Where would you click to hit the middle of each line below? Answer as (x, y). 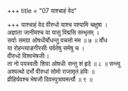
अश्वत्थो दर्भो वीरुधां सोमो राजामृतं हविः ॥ (51, 72)
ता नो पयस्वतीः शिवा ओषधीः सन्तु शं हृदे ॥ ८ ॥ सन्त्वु (64, 64)
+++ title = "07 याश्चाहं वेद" (42, 11)
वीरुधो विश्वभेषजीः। (29, 56)
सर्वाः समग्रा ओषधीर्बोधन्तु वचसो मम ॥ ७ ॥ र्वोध (57, 40)
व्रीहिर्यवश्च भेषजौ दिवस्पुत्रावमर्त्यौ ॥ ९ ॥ (50, 79)
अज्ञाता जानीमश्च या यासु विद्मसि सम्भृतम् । (53, 32)
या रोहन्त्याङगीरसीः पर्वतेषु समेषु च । (46, 48)
